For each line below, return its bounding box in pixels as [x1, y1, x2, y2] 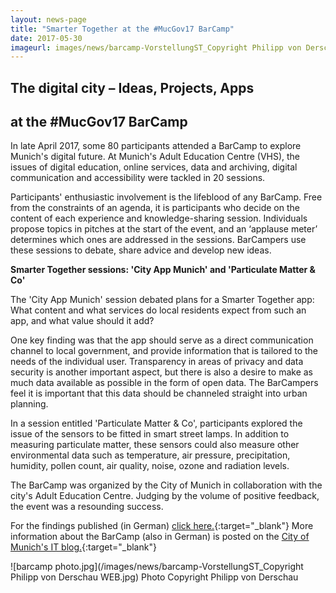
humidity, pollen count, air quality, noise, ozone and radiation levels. [10, 460, 290, 472]
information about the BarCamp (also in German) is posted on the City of [10, 531, 310, 543]
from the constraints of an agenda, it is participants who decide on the [10, 202, 300, 214]
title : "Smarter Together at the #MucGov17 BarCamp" [10, 24, 235, 34]
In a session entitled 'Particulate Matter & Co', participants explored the [10, 417, 303, 430]
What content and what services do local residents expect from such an [10, 304, 307, 316]
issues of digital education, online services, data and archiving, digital [10, 161, 298, 173]
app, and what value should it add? [10, 315, 155, 327]
